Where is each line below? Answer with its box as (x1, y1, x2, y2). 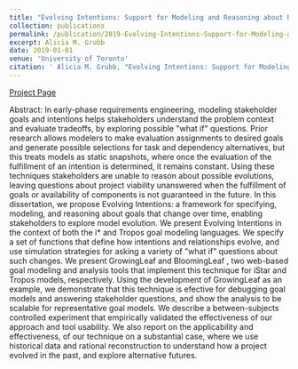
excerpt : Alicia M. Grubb (9, 37, 105, 47)
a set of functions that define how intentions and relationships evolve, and (9, 237, 279, 247)
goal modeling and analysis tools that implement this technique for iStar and (9, 264, 286, 276)
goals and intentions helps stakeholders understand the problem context (9, 113, 275, 124)
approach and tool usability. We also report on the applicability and (9, 321, 254, 332)
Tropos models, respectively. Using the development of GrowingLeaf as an (9, 274, 282, 285)
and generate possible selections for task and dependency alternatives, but (9, 141, 286, 152)
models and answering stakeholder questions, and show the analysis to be (9, 293, 282, 303)
